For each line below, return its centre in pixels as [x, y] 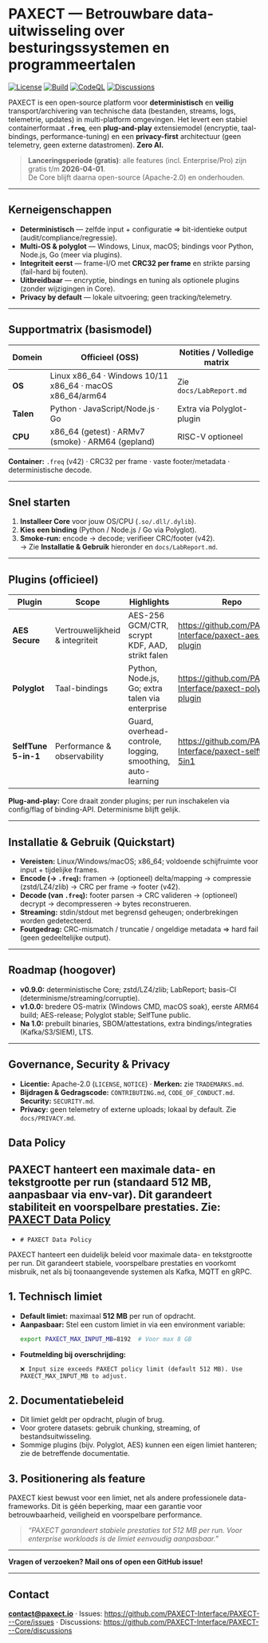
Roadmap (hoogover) [62, 970]
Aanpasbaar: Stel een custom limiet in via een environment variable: [132, 1324]
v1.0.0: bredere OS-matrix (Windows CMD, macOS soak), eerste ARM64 [139, 1006]
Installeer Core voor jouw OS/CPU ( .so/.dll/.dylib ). [108, 522]
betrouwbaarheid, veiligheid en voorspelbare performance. [105, 1515]
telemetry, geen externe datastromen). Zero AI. [86, 145]
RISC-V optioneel [210, 436]
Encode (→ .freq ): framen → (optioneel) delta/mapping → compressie [135, 878]
